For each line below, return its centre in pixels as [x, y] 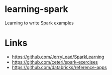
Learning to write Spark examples [39, 23]
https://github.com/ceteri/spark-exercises [55, 62]
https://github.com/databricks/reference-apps [59, 67]
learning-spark [36, 9]
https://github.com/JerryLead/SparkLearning [58, 57]
